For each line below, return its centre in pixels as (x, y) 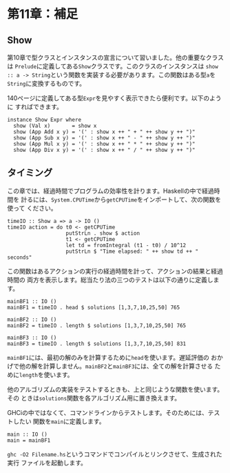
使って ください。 (32, 208)
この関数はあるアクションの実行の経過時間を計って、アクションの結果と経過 (115, 271)
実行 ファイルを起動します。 (47, 463)
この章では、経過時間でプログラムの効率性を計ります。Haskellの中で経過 (111, 191)
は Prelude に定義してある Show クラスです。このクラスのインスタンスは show (113, 66)
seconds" (20, 257)
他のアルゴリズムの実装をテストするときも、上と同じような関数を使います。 (115, 389)
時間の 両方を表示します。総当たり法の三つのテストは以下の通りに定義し (110, 280)
